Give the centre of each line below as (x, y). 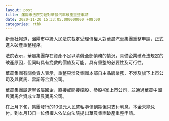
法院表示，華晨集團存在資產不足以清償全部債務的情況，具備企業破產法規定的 (84, 56)
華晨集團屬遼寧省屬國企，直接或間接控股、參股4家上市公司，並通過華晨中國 (84, 90)
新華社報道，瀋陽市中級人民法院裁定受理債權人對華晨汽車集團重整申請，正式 (84, 39)
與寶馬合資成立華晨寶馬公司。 (36, 96)
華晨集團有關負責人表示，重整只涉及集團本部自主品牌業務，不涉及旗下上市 (82, 73)
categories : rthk (23, 24)
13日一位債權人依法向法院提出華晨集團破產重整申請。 (82, 113)
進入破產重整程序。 (25, 45)
